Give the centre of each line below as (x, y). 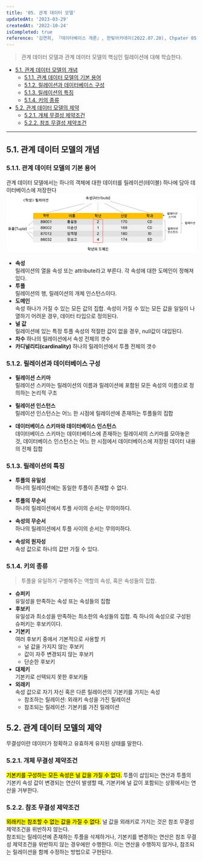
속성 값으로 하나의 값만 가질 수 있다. (57, 549)
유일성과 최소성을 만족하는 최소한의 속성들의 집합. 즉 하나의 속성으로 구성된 (103, 616)
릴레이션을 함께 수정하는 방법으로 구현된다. (63, 852)
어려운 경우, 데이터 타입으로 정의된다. (75, 316)
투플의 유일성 (31, 480)
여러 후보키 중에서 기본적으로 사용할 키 (60, 639)
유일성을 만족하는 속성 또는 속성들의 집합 (63, 601)
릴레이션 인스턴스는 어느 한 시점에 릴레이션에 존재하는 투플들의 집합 (94, 413)
